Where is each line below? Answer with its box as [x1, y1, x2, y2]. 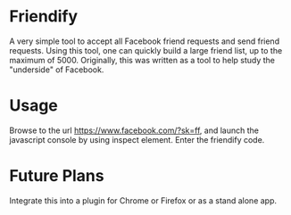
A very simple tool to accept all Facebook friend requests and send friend [9, 36, 279, 46]
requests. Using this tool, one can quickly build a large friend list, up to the [9, 45, 283, 55]
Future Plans [9, 166, 104, 186]
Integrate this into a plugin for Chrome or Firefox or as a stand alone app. [9, 194, 278, 206]
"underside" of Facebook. [9, 64, 104, 75]
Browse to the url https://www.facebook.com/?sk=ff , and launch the [9, 125, 259, 136]
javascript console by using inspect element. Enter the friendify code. [9, 134, 265, 145]
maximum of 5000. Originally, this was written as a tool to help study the [9, 54, 275, 65]
